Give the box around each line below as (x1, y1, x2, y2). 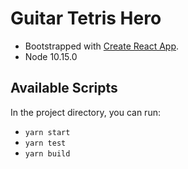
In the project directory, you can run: (10, 106, 161, 118)
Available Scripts (10, 80, 118, 97)
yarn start (24, 127, 71, 137)
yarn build (24, 148, 71, 159)
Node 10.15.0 (24, 50, 78, 62)
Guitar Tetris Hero (10, 7, 162, 30)
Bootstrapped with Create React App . (24, 40, 180, 52)
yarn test (24, 138, 67, 148)
